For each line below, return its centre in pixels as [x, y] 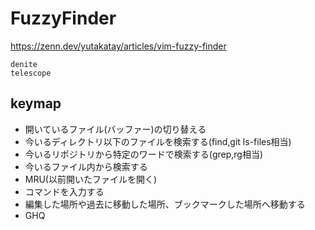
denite [24, 64]
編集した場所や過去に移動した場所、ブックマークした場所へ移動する [165, 204]
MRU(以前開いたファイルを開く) [91, 179]
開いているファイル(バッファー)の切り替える [115, 129]
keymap [36, 103]
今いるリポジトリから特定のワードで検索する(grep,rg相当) [144, 154]
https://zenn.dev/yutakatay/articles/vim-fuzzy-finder [118, 46]
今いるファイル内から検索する [86, 166]
